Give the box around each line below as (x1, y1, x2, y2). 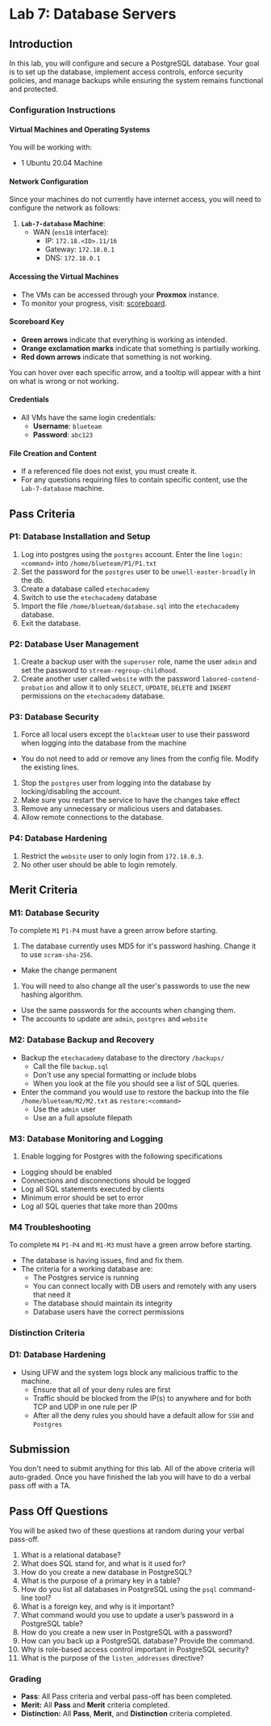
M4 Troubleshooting (9, 1222, 91, 1233)
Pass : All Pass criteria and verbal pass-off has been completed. (20, 1691, 233, 1702)
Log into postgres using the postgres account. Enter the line (20, 549, 220, 559)
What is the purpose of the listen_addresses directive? (20, 1653, 204, 1663)
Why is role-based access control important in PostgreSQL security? (20, 1644, 249, 1654)
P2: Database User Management (9, 638, 140, 649)
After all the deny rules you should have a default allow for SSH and (32, 1410, 254, 1420)
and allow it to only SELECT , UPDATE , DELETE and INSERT (56, 682, 231, 692)
